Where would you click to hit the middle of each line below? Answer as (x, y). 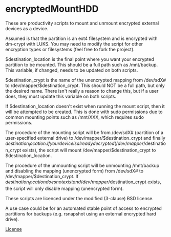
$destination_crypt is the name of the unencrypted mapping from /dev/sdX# (86, 80)
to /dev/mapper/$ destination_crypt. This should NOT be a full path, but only (85, 85)
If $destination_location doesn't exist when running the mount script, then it (85, 106)
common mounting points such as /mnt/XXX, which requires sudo (75, 117)
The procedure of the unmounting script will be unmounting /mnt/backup (82, 165)
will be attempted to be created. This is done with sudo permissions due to (84, 112)
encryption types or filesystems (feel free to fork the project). (70, 49)
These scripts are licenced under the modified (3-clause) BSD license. (79, 198)
